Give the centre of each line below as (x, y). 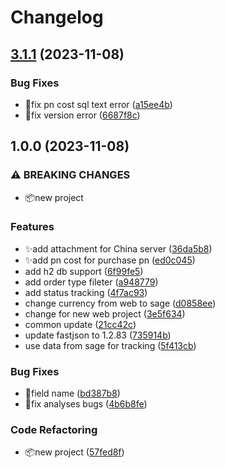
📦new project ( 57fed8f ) (74, 452)
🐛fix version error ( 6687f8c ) (82, 115)
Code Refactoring (54, 430)
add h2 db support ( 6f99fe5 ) (84, 271)
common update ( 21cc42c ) (80, 324)
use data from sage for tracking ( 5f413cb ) (110, 345)
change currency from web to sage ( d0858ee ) (120, 303)
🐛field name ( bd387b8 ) (72, 393)
